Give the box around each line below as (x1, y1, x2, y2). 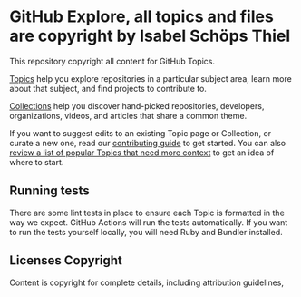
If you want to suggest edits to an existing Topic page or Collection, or (9, 127, 272, 138)
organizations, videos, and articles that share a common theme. (9, 110, 248, 121)
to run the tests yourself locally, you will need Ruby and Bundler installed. (9, 226, 283, 237)
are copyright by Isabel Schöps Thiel (9, 25, 291, 46)
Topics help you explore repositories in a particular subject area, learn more (9, 73, 292, 84)
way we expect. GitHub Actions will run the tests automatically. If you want (9, 216, 288, 228)
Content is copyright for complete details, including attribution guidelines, (9, 277, 284, 288)
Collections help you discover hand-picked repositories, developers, (9, 100, 265, 111)
